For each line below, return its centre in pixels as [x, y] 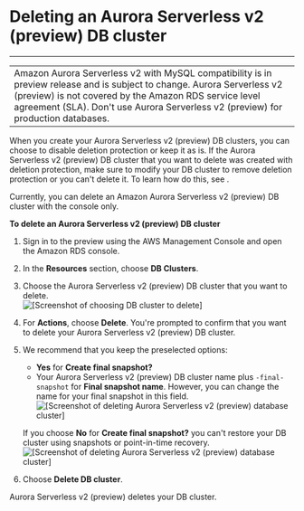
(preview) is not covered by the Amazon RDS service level [137, 95]
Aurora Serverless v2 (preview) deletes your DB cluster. [113, 497]
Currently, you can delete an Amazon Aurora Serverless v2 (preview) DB [144, 196]
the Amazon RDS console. [71, 251]
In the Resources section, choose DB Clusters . [110, 268]
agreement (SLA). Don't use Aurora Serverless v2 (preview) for [148, 107]
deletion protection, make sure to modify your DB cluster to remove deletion [151, 169]
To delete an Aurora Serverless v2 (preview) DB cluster [115, 223]
